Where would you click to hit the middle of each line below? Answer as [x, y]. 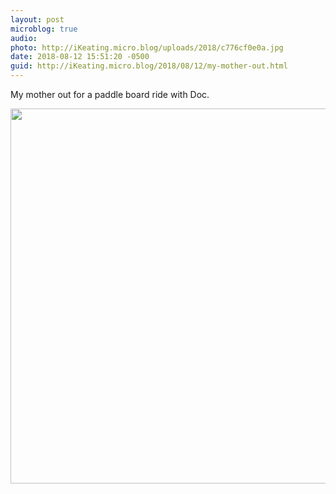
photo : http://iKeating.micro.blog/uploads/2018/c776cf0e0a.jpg [147, 47]
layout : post [37, 19]
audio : [24, 38]
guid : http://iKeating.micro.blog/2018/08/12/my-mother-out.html [149, 66]
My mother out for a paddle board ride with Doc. [110, 94]
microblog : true [44, 29]
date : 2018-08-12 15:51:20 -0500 [80, 57]
